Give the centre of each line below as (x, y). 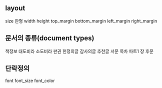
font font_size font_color (30, 81)
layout (15, 8)
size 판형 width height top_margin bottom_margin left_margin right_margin (81, 21)
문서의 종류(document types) (50, 38)
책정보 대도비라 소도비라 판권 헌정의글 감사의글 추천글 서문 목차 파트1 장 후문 (79, 51)
